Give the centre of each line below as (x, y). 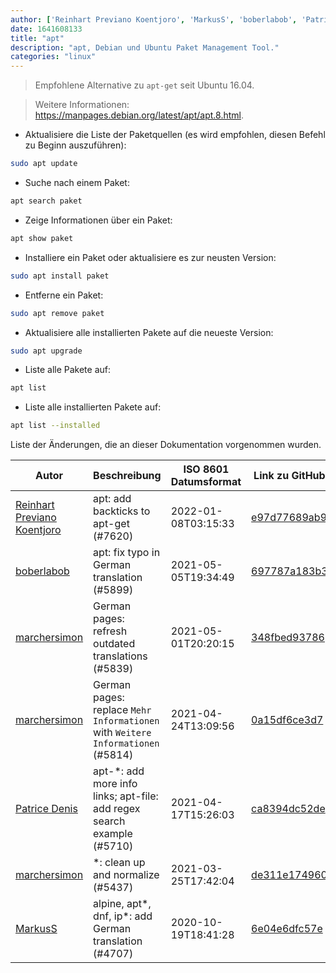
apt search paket (46, 201)
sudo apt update (44, 164)
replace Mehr (122, 710)
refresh (110, 631)
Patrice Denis (46, 809)
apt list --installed (55, 426)
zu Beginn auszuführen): (75, 145)
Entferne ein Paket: (64, 295)
